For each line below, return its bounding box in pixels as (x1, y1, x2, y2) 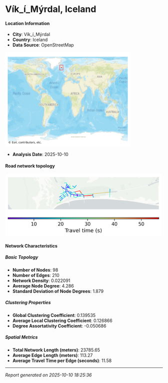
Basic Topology (5, 254, 38, 260)
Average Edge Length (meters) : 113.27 (12, 352, 93, 358)
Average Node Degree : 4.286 (12, 282, 74, 288)
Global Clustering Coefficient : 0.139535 (12, 312, 96, 318)
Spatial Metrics (5, 334, 38, 340)
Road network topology (5, 162, 55, 168)
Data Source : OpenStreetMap (12, 42, 74, 48)
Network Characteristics (5, 242, 57, 248)
